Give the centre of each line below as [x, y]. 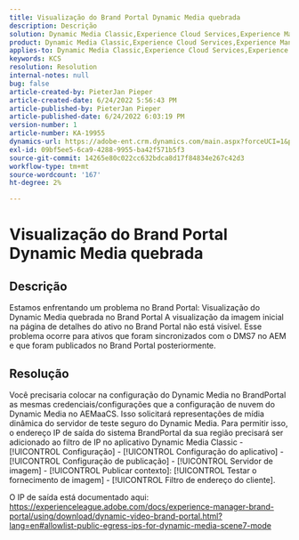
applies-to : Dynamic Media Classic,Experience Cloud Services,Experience [149, 51]
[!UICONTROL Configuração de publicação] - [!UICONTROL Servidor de [141, 461]
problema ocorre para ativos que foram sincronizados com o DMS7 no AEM [148, 336]
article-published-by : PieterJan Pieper [85, 109]
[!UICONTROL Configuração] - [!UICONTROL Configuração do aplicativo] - [147, 451]
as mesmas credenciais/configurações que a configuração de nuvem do [142, 404]
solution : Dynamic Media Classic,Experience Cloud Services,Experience [145, 34]
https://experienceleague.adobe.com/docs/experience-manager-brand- [141, 506]
